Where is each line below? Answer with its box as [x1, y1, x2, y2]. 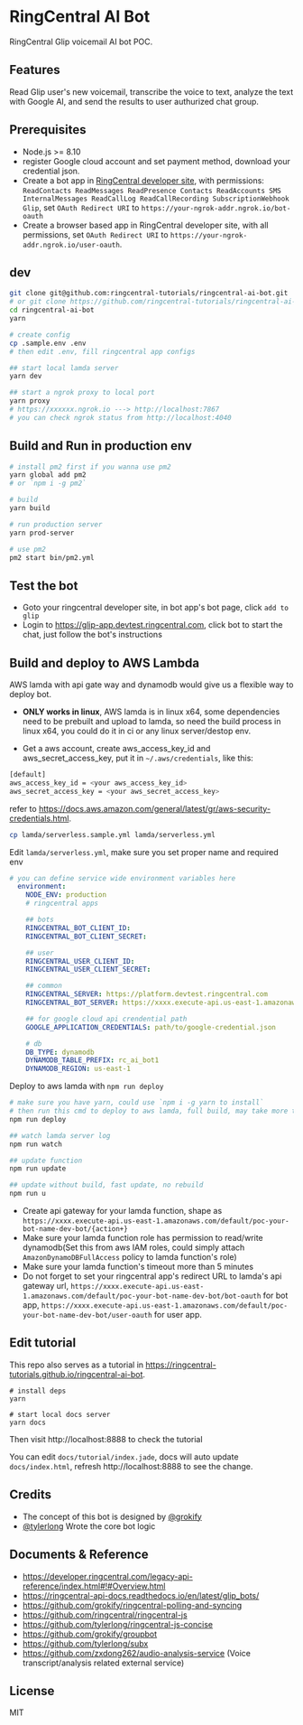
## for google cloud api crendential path [25, 1014, 188, 1023]
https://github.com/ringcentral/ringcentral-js [22, 1609, 188, 1620]
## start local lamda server [9, 363, 119, 372]
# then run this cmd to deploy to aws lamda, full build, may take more [9, 1106, 289, 1116]
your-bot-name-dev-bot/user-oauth [22, 1311, 152, 1320]
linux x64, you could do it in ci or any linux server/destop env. [22, 725, 251, 737]
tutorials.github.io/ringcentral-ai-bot [9, 1368, 143, 1379]
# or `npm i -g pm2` [9, 479, 87, 489]
